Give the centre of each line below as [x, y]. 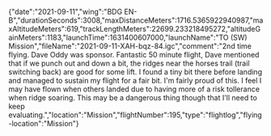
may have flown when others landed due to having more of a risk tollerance [134, 89]
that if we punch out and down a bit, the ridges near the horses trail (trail [129, 63]
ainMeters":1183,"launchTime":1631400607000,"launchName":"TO [119, 37]
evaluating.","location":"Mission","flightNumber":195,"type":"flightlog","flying [135, 115]
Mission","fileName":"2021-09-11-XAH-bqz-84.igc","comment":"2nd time [130, 46]
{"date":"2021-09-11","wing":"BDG [66, 12]
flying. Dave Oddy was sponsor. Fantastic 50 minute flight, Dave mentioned [134, 55]
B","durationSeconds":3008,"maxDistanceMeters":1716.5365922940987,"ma [136, 20]
